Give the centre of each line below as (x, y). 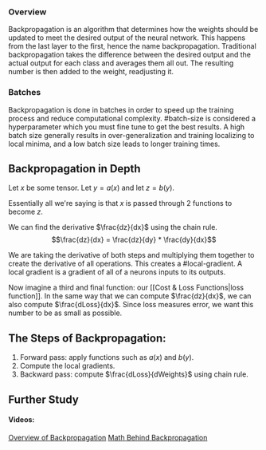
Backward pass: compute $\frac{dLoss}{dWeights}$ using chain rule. (134, 374)
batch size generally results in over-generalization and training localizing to (131, 135)
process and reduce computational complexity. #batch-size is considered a (132, 118)
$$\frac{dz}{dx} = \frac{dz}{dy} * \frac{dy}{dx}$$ (134, 240)
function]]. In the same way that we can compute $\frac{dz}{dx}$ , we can (130, 296)
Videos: (22, 420)
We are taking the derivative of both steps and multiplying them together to (131, 255)
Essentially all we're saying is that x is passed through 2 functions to (120, 203)
